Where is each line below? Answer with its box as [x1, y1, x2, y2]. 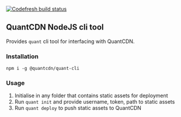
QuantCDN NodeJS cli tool [6, 22, 104, 32]
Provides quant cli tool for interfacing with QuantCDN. [6, 38, 135, 45]
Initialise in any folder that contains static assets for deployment [14, 92, 168, 99]
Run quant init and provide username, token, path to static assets [14, 98, 175, 105]
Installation [6, 52, 39, 61]
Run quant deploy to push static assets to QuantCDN [14, 105, 142, 112]
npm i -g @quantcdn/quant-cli [6, 66, 80, 72]
